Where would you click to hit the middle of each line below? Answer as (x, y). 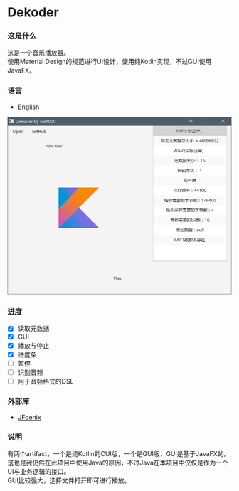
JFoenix (29, 418)
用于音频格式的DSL (46, 381)
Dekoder (33, 12)
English (28, 107)
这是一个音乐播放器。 (38, 53)
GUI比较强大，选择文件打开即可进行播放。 (69, 480)
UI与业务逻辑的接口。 (39, 472)
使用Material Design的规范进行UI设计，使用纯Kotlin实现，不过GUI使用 (110, 62)
